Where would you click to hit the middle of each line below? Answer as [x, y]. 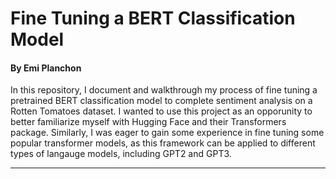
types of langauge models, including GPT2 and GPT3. [121, 154]
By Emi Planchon [46, 68]
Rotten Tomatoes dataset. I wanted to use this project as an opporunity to [161, 111]
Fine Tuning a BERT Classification [153, 18]
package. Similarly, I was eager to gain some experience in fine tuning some [167, 133]
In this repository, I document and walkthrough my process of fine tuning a [164, 90]
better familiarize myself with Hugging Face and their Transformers [148, 122]
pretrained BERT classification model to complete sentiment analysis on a [161, 101]
